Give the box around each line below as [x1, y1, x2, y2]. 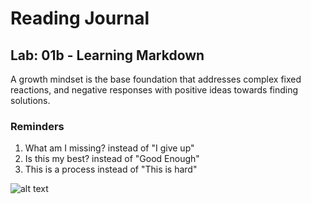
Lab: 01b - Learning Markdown [10, 47, 205, 64]
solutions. [10, 95, 51, 106]
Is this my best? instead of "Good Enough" [24, 153, 200, 165]
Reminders [10, 119, 65, 133]
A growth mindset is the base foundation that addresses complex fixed [10, 73, 302, 85]
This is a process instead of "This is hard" [24, 163, 198, 176]
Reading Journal [10, 7, 150, 30]
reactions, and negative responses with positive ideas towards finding [10, 84, 299, 96]
